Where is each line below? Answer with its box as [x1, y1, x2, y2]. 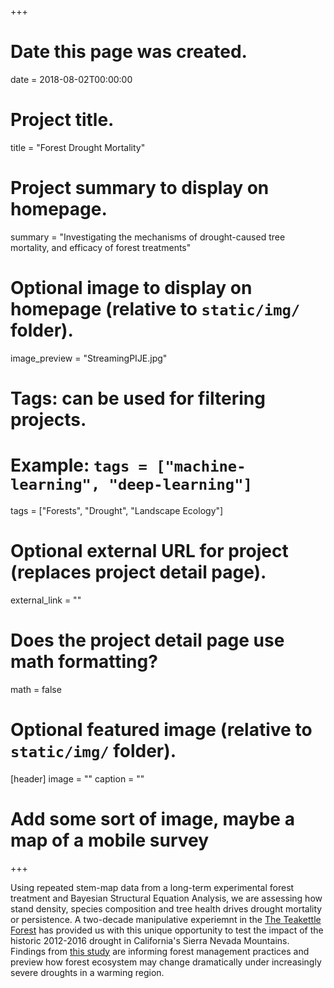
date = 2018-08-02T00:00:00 [10, 73, 133, 85]
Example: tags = [10, 454, 148, 477]
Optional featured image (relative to [10, 718, 313, 741]
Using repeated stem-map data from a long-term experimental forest [10, 881, 295, 893]
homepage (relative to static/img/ [10, 298, 301, 320]
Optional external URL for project [10, 540, 289, 563]
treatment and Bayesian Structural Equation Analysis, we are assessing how [10, 892, 323, 904]
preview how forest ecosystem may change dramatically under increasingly [10, 956, 322, 968]
